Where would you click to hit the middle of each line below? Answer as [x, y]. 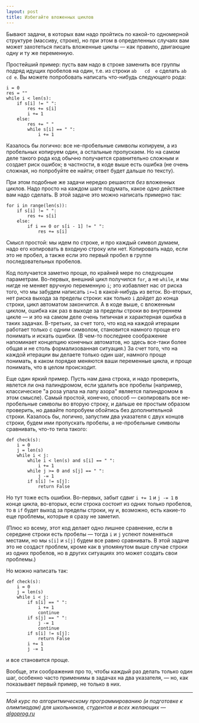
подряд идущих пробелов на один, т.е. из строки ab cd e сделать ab [96, 70]
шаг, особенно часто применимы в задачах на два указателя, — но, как [97, 677]
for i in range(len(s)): [37, 205]
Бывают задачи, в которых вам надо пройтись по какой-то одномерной [97, 34]
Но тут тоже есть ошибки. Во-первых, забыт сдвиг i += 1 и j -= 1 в [92, 497]
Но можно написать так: [37, 571]
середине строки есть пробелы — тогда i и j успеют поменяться [89, 534]
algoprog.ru [21, 714]
